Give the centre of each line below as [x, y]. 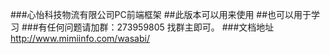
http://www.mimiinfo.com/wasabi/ [80, 38]
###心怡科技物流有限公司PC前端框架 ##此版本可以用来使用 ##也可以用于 [161, 14]
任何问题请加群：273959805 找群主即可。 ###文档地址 [160, 27]
